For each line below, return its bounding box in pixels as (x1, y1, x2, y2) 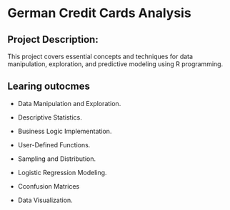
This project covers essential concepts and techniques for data (7, 52, 194, 61)
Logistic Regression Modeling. (17, 168, 107, 177)
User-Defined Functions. (17, 140, 91, 149)
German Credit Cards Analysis (7, 5, 191, 21)
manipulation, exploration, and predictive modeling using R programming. (7, 60, 224, 68)
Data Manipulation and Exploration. (17, 99, 121, 107)
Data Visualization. (17, 196, 73, 204)
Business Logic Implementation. (17, 127, 112, 135)
